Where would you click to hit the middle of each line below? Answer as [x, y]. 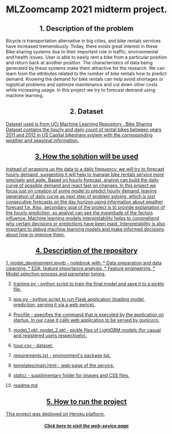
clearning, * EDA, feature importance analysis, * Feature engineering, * [80, 268]
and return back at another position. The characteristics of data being [79, 62]
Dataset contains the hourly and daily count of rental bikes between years [84, 129]
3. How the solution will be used [87, 157]
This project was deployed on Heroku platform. [56, 414]
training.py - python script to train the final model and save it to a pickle [89, 284]
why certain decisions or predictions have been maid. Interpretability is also [85, 223]
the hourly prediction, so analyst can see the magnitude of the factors [79, 212]
